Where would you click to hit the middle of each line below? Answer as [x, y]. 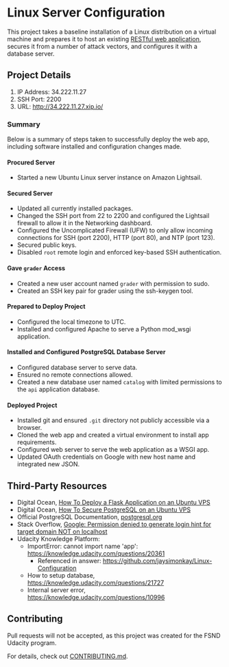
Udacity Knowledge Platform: [59, 539]
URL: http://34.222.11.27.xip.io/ [60, 106]
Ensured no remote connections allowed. [75, 375]
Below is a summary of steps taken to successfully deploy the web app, [108, 140]
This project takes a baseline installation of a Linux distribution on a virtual [112, 32]
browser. [29, 428]
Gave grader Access [36, 268]
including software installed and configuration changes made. [94, 146]
